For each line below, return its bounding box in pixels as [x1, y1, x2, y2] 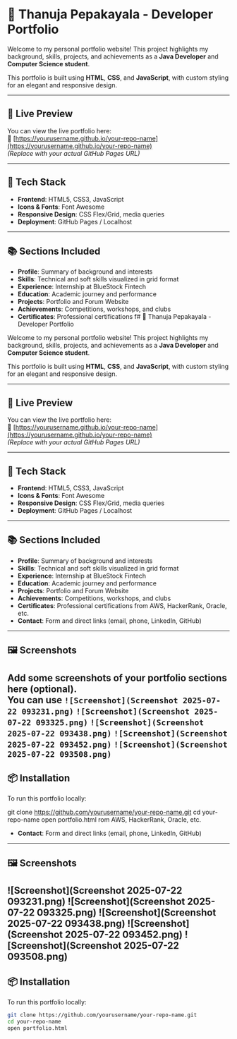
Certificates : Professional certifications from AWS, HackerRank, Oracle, [17, 601, 227, 609]
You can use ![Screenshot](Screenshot [7, 694, 178, 706]
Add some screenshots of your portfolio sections [7, 672, 227, 683]
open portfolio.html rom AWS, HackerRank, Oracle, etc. [41, 815, 202, 824]
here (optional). [7, 683, 78, 695]
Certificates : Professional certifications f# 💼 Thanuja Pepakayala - [17, 312, 212, 321]
